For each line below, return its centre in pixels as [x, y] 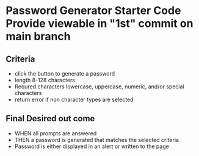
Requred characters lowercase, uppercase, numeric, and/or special [99, 87]
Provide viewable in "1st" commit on [99, 23]
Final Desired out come [50, 119]
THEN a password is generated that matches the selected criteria [97, 140]
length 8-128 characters [45, 80]
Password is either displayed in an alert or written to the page [92, 146]
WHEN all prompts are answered [56, 133]
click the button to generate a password [65, 73]
